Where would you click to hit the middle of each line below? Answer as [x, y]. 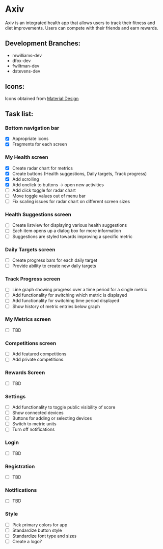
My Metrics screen [28, 319]
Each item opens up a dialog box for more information [67, 231]
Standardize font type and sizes [44, 536]
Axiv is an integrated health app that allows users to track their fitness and [80, 23]
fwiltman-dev [26, 66]
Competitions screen [31, 343]
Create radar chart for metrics [42, 168]
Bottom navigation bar [32, 128]
